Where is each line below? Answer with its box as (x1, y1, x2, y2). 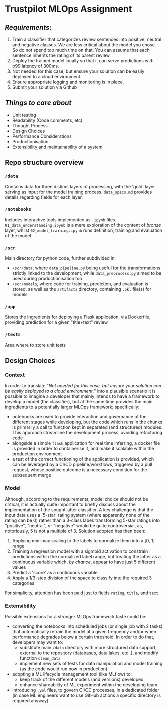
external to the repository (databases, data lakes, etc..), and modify (19, 650, 159, 656)
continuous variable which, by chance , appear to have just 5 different (12, 559, 156, 565)
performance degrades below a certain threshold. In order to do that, (12, 634, 155, 640)
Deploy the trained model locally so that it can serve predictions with (12, 58, 154, 63)
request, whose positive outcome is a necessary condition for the (12, 467, 147, 473)
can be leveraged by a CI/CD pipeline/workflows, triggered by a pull (12, 461, 152, 468)
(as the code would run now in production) (19, 666, 108, 672)
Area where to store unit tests (5, 342, 66, 348)
